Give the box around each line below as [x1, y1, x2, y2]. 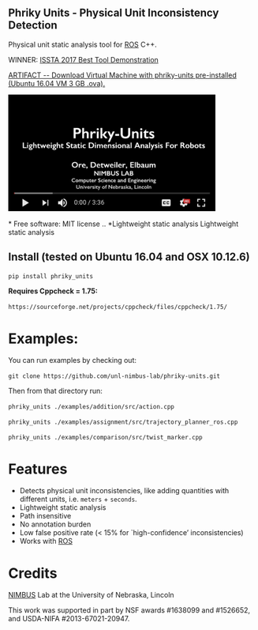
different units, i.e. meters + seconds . [19, 494, 137, 504]
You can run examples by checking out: [8, 356, 136, 365]
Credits [8, 564, 58, 582]
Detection [8, 19, 58, 32]
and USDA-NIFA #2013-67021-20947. [8, 614, 130, 624]
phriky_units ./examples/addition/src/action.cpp [8, 403, 175, 411]
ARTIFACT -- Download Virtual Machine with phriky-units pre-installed [8, 70, 237, 80]
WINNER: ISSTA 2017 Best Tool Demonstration [8, 55, 159, 64]
